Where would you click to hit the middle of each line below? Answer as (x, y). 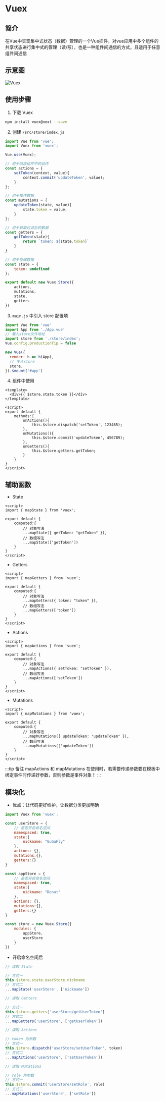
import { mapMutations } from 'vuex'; (45, 714)
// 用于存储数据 (20, 260)
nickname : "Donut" (42, 892)
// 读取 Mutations (23, 1066)
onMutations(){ (39, 434)
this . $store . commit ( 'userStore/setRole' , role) (55, 1085)
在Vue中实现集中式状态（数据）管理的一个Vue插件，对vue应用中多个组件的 (82, 41)
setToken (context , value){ (42, 173)
